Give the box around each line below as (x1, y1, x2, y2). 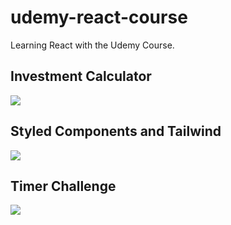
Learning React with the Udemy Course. (10, 39, 175, 51)
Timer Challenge (10, 177, 117, 195)
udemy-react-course (10, 6, 188, 29)
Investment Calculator (10, 68, 152, 85)
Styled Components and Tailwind (10, 123, 222, 140)
